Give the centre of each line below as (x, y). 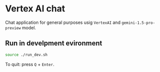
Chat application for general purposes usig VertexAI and (63, 22)
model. (29, 27)
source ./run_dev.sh (27, 55)
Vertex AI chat (35, 9)
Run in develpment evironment (54, 43)
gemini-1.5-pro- (138, 23)
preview (13, 28)
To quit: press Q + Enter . (30, 64)
